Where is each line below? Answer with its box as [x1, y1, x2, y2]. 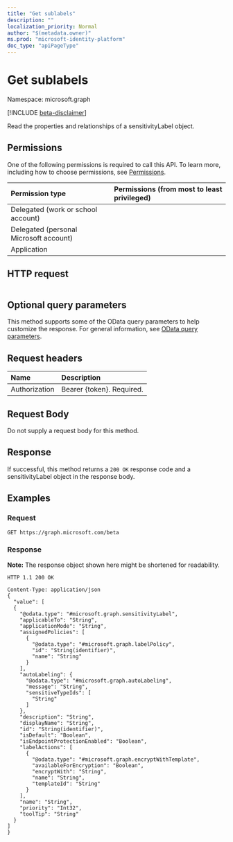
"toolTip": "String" [19, 810, 79, 818]
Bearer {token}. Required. [61, 385, 144, 394]
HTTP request [7, 268, 69, 280]
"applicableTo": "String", [19, 616, 98, 624]
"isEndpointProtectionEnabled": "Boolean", [19, 737, 148, 745]
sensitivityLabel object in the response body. [7, 472, 135, 480]
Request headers [7, 352, 83, 364]
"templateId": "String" [32, 780, 101, 787]
